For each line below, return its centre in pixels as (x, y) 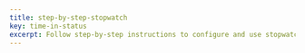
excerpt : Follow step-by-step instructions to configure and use (135, 34)
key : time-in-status (49, 26)
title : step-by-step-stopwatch (69, 18)
